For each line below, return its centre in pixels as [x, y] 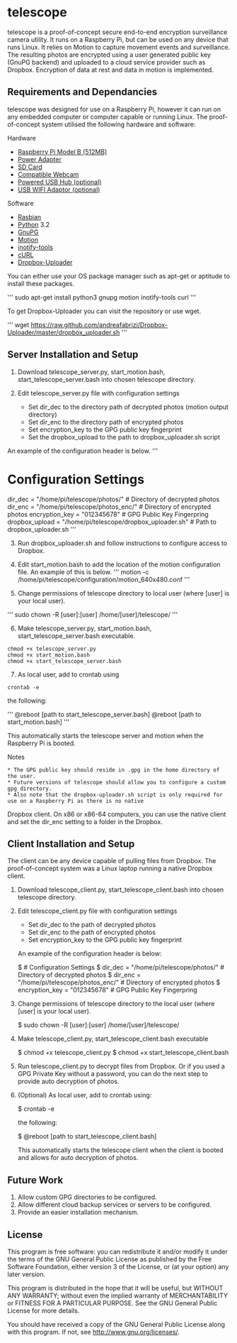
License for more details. [44, 1310]
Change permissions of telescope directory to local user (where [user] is [123, 593]
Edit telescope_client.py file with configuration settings [97, 911]
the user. [22, 776]
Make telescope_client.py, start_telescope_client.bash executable [113, 1039]
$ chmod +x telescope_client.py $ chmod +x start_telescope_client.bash [123, 1053]
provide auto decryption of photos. [68, 1081]
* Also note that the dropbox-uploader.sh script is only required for [115, 795]
